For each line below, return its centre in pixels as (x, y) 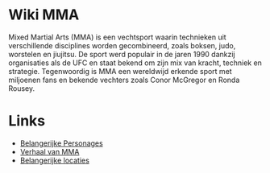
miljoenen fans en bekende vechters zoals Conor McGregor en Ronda (124, 80)
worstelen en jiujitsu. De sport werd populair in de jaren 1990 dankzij (122, 54)
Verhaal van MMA (50, 151)
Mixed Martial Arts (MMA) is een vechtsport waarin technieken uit (118, 37)
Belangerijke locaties (55, 160)
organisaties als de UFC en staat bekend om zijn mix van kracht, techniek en (135, 63)
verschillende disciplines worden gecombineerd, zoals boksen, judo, (122, 45)
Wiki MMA (44, 15)
